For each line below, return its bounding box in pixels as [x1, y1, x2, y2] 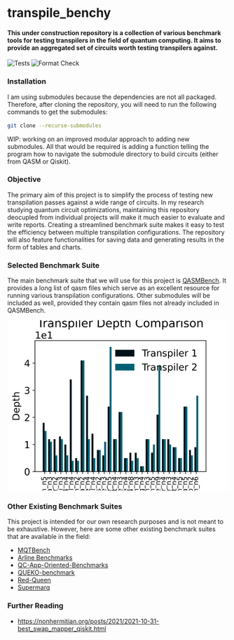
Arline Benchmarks [17, 554, 73, 562]
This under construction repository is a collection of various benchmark [7, 28, 221, 37]
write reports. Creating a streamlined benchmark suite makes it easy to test [7, 220, 225, 229]
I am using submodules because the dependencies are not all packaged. [7, 93, 217, 101]
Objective [7, 174, 41, 184]
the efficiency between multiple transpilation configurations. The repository [7, 228, 226, 236]
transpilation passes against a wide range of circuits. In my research [7, 198, 205, 207]
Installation [7, 77, 47, 86]
